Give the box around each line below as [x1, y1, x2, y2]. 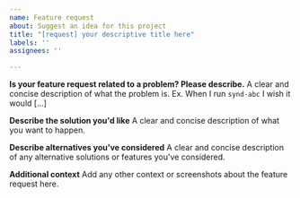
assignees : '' [9, 47, 63, 56]
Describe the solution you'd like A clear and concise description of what [9, 116, 280, 126]
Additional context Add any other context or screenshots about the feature [9, 169, 288, 180]
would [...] [9, 98, 48, 108]
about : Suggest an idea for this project [9, 22, 167, 30]
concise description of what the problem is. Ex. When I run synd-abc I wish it [9, 89, 291, 99]
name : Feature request [9, 13, 94, 22]
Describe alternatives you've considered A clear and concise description [9, 142, 285, 153]
